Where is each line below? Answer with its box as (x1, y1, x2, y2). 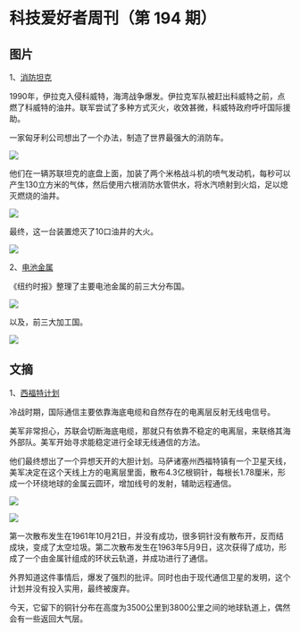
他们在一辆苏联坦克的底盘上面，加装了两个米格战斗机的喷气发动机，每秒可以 (9, 168, 291, 179)
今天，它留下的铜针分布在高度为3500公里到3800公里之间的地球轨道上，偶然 (9, 602, 291, 612)
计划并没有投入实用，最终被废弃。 (9, 583, 135, 594)
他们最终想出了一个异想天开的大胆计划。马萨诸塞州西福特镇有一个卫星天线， (9, 455, 291, 466)
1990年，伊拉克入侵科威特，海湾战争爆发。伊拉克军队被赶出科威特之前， (9, 91, 278, 101)
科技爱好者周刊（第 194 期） (9, 8, 217, 29)
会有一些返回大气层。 (9, 613, 87, 624)
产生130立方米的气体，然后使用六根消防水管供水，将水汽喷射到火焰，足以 (9, 180, 281, 190)
